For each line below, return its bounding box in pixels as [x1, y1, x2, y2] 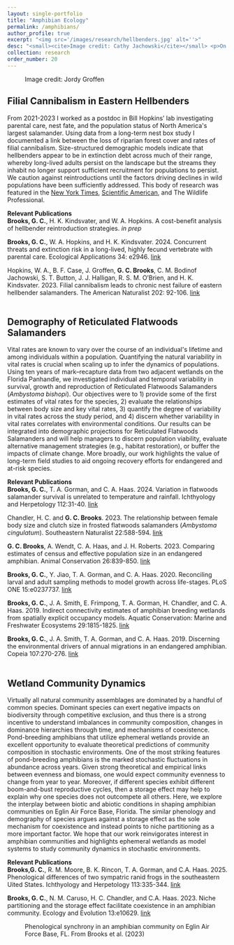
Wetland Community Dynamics [7, 677, 146, 689]
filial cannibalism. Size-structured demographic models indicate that [7, 143, 204, 152]
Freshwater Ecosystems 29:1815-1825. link [7, 621, 130, 630]
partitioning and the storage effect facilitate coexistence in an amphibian [7, 902, 216, 910]
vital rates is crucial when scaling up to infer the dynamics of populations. [7, 360, 219, 369]
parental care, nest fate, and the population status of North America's [7, 121, 207, 129]
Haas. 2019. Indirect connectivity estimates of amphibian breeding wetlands [7, 606, 226, 615]
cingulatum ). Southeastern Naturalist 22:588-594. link [7, 529, 163, 537]
